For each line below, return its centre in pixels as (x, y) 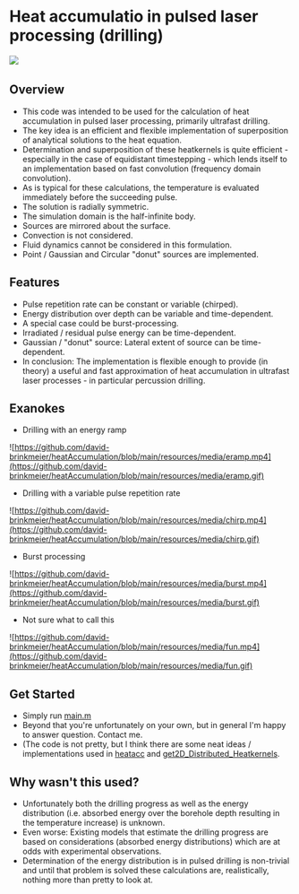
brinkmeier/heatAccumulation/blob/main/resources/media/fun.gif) (131, 666)
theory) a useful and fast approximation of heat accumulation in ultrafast (156, 370)
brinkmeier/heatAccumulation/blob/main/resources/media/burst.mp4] (138, 584)
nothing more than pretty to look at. (88, 880)
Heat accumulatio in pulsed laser (134, 17)
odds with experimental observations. (92, 851)
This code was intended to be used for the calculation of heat (136, 111)
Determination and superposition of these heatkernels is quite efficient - (155, 149)
